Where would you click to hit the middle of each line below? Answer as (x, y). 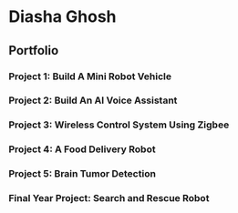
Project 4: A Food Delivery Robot (82, 149)
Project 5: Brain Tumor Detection (83, 174)
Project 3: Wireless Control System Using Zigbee (119, 125)
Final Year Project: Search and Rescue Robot (109, 198)
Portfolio (34, 51)
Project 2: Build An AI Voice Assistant (93, 100)
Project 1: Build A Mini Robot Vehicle (90, 76)
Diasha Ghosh (62, 17)
